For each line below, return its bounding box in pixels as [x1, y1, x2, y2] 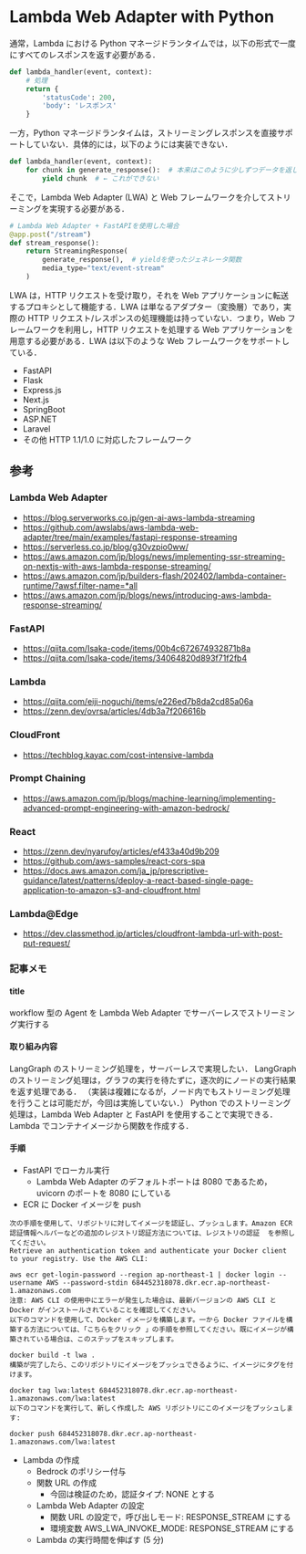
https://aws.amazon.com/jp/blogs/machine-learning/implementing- [22, 792, 276, 804]
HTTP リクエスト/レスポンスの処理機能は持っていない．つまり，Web [26, 312, 286, 323]
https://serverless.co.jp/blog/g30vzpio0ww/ [22, 541, 189, 552]
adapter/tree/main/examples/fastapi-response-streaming [22, 531, 238, 542]
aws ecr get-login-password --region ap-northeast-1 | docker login [9, 1270, 275, 1279]
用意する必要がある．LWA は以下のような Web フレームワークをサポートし [9, 335, 290, 346]
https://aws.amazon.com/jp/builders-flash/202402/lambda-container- [22, 570, 287, 581]
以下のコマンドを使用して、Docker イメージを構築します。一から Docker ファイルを [9, 1315, 287, 1324]
